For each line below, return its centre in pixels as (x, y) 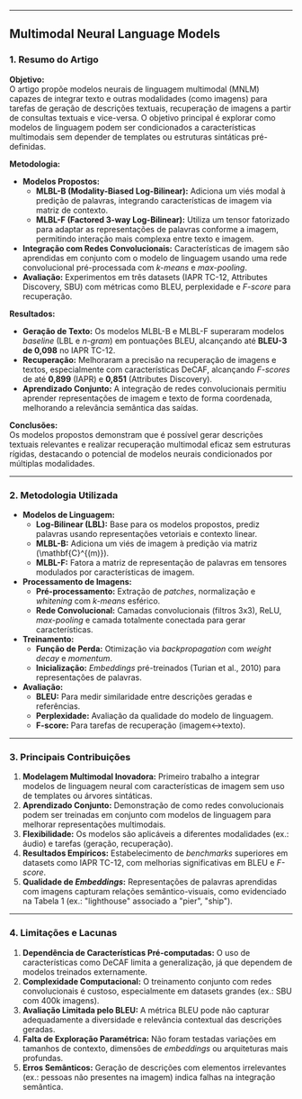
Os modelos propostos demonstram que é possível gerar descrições (136, 434)
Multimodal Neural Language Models (115, 34)
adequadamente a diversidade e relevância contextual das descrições (152, 1020)
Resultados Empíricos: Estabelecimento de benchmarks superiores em (155, 853)
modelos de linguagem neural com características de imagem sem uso (153, 786)
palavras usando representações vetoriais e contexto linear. (147, 533)
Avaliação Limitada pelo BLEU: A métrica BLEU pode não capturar (146, 1010)
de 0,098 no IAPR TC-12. (69, 350)
